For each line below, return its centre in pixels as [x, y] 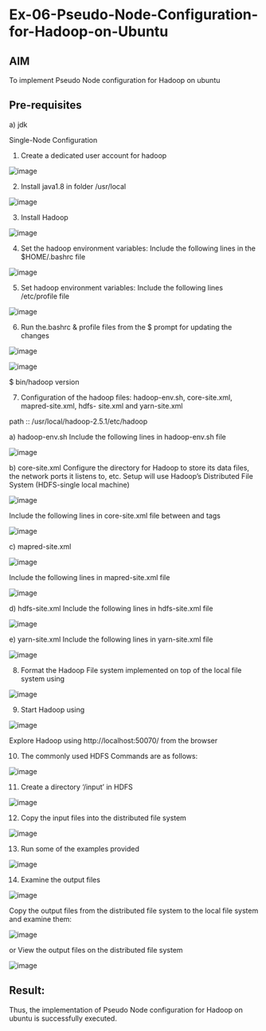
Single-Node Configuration [53, 140]
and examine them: [41, 918]
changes [35, 335]
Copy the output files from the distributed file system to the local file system [134, 911]
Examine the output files [60, 879]
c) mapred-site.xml [40, 546]
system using [43, 678]
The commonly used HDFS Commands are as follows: [109, 756]
